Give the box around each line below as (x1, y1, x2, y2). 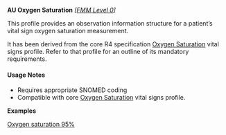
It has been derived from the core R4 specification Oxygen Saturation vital (7, 40, 220, 48)
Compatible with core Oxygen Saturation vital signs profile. (17, 93, 186, 102)
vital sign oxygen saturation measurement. (7, 27, 129, 35)
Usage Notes (7, 71, 46, 79)
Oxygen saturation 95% (7, 120, 75, 129)
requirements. (7, 55, 47, 63)
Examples (7, 107, 37, 115)
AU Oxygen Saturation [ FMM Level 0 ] (7, 6, 116, 14)
